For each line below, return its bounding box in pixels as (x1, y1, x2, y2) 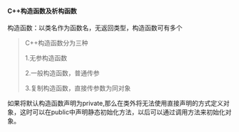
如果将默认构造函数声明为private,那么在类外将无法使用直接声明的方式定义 (7, 99, 223, 108)
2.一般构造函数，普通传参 (24, 69, 100, 77)
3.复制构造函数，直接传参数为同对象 (24, 84, 131, 92)
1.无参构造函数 (24, 54, 68, 62)
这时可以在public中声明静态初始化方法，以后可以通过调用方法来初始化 (19, 108, 226, 116)
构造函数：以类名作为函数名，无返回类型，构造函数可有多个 (7, 23, 183, 32)
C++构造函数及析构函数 (7, 6, 77, 15)
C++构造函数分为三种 (24, 39, 88, 48)
